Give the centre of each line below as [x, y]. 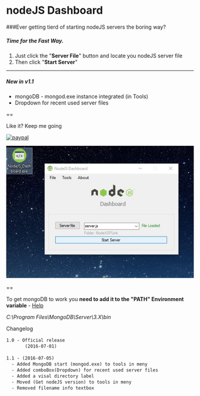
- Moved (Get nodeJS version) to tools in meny [72, 382]
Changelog [20, 329]
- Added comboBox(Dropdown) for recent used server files [85, 370]
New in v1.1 [20, 81]
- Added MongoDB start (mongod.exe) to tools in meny [79, 364]
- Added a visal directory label [53, 376]
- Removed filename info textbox [53, 388]
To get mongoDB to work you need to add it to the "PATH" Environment [95, 299]
